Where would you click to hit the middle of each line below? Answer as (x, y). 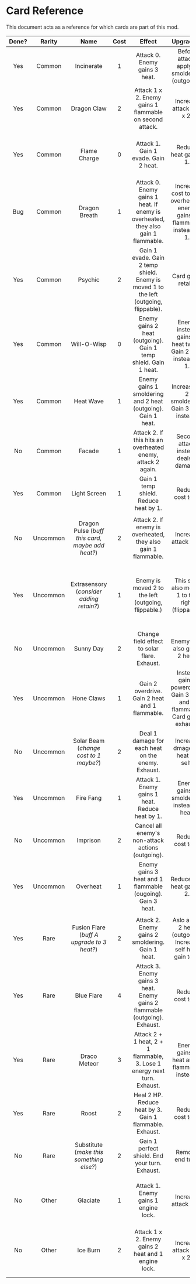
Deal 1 (148, 733)
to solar (148, 648)
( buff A (89, 934)
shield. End (148, 1156)
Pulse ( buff (89, 530)
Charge (89, 158)
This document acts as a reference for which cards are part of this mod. (92, 27)
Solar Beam (89, 741)
